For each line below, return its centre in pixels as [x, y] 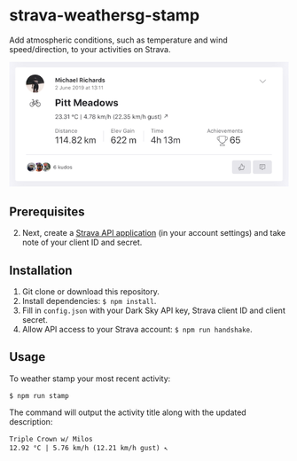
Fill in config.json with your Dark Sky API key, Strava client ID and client [153, 310]
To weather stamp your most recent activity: [90, 379]
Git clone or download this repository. [90, 292]
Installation [41, 270]
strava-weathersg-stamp [105, 16]
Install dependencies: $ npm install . [89, 301]
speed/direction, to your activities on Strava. [90, 49]
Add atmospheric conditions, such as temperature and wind [118, 40]
